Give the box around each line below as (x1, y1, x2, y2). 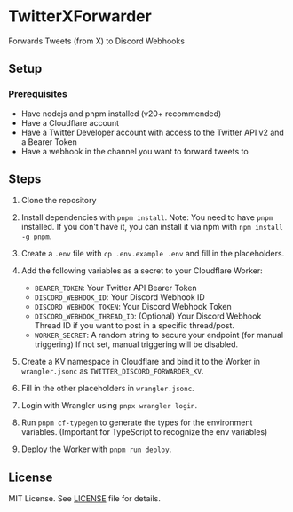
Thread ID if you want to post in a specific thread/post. (34, 320, 234, 331)
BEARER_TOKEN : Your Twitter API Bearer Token (34, 282, 197, 294)
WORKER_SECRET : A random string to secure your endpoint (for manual (34, 330, 284, 341)
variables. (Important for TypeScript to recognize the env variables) (20, 427, 268, 437)
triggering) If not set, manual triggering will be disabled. (34, 339, 239, 350)
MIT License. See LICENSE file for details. (8, 493, 161, 504)
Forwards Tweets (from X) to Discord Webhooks (8, 35, 186, 46)
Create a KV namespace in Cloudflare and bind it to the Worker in (20, 357, 261, 367)
